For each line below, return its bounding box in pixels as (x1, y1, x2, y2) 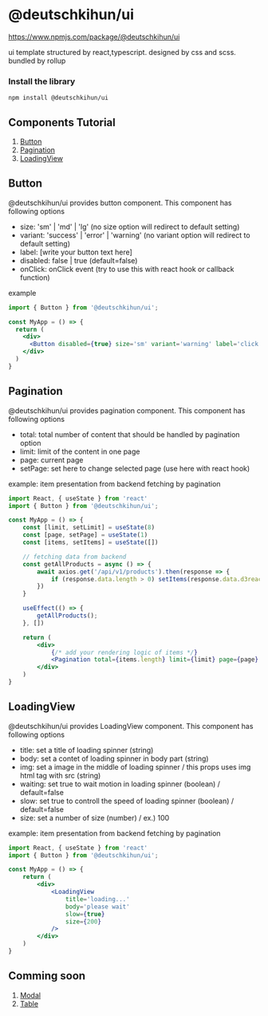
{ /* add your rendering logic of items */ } (50, 648, 198, 656)
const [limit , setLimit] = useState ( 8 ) (22, 524, 156, 532)
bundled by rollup (8, 56, 66, 65)
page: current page (19, 455, 84, 464)
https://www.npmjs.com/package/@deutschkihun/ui (8, 32, 180, 41)
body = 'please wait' (65, 903, 130, 911)
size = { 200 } (65, 917, 102, 926)
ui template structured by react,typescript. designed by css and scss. (8, 47, 237, 57)
